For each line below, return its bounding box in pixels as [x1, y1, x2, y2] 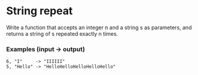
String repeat [6, 4, 73, 18]
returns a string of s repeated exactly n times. [6, 30, 118, 37]
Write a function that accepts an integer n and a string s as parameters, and [6, 24, 192, 31]
